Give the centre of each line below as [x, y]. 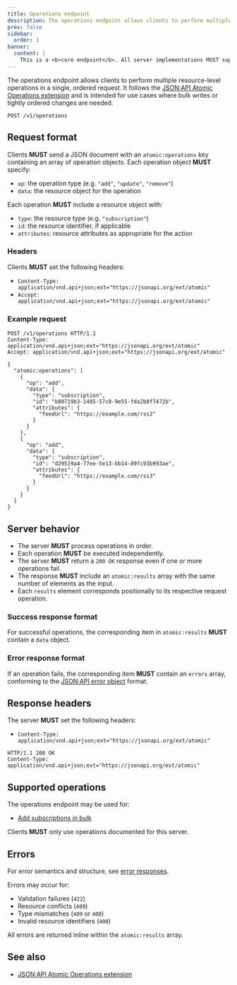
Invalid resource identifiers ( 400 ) [64, 921]
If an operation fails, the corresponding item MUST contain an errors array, [117, 673]
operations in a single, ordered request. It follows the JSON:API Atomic [110, 87]
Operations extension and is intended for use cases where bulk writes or [113, 95]
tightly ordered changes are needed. [60, 103]
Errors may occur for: [38, 885]
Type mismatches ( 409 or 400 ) [61, 913]
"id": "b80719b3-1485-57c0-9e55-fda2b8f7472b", [104, 402]
